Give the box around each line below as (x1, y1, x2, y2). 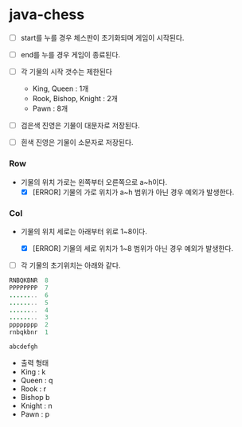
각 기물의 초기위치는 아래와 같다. (20, 261, 121, 270)
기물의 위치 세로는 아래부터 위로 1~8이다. (20, 226, 148, 236)
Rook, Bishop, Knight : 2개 (32, 94, 118, 104)
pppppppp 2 (9, 321, 49, 329)
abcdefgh (9, 343, 38, 351)
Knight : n (20, 401, 53, 410)
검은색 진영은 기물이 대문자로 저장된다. (20, 121, 140, 131)
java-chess (9, 6, 85, 24)
